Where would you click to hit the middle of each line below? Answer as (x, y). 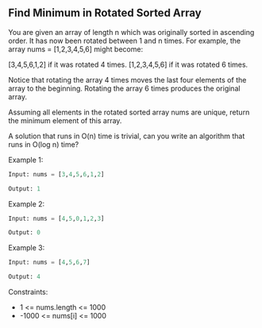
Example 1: (26, 160)
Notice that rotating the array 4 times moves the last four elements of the (127, 79)
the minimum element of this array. (65, 120)
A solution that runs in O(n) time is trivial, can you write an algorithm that (127, 136)
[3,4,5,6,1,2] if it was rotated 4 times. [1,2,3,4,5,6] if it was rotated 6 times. (128, 64)
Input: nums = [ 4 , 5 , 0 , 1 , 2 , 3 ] (56, 218)
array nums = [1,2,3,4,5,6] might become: (76, 49)
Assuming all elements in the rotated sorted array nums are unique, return (129, 112)
